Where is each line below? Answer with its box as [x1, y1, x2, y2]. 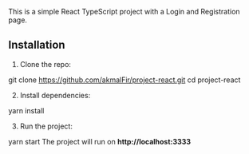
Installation [8, 38, 65, 52]
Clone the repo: [19, 59, 72, 69]
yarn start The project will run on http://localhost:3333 [8, 136, 192, 146]
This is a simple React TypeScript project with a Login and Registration [8, 7, 241, 16]
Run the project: [19, 121, 73, 131]
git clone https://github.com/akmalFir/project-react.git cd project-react [8, 75, 241, 85]
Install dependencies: [19, 90, 91, 100]
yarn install [8, 105, 45, 115]
